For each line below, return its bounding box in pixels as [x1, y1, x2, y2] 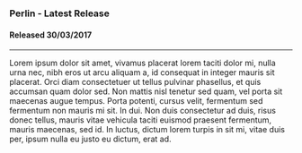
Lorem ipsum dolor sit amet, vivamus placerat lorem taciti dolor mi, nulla [9, 57, 276, 69]
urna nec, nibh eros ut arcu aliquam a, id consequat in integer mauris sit [9, 67, 275, 78]
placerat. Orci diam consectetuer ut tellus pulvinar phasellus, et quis [9, 77, 262, 88]
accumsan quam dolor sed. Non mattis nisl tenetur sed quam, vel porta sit [9, 86, 283, 97]
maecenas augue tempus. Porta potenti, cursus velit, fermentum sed [9, 96, 263, 106]
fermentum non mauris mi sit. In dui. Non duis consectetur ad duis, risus [9, 106, 277, 116]
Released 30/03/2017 [9, 30, 93, 40]
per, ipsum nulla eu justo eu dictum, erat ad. [9, 133, 172, 145]
